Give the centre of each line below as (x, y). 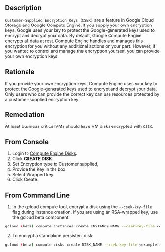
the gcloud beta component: (41, 217)
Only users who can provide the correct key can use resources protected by (82, 94)
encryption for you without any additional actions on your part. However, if (80, 46)
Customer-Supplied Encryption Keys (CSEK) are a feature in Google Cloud (79, 20)
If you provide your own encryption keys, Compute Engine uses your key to (81, 83)
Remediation (25, 115)
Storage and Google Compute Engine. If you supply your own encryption (79, 25)
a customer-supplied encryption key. (42, 99)
